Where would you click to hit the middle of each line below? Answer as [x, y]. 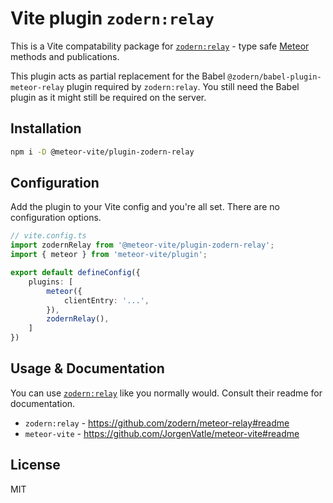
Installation [46, 128]
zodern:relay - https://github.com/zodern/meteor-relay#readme [157, 423]
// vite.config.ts [48, 236]
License [35, 465]
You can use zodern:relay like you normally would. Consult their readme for [166, 393]
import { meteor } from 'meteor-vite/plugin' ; [109, 255]
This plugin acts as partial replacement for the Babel [118, 76]
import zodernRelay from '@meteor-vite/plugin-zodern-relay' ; [142, 245]
